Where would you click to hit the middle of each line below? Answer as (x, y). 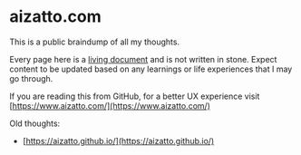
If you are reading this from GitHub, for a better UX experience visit (135, 96)
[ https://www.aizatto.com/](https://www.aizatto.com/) (110, 105)
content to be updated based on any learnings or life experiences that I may (151, 69)
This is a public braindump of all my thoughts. (94, 42)
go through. (31, 78)
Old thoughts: (35, 123)
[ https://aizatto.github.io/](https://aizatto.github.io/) (118, 140)
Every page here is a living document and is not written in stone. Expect (143, 59)
